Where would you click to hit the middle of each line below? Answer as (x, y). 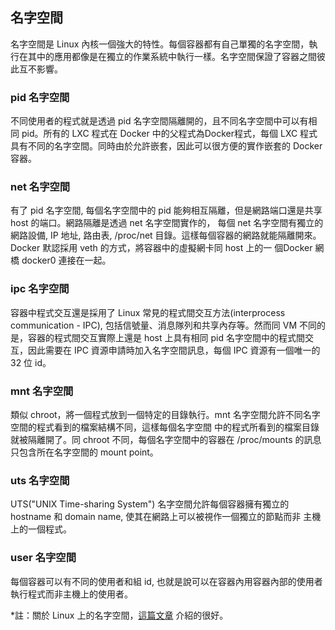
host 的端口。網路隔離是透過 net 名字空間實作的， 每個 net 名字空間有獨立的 (167, 223)
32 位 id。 (31, 362)
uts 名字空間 (40, 480)
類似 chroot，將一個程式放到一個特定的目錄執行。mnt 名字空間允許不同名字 (165, 414)
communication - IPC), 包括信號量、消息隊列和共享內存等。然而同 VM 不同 (163, 325)
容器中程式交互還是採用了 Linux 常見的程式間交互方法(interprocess (148, 312)
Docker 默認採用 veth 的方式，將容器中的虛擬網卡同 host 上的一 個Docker (161, 248)
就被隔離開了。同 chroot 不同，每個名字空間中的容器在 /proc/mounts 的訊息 (166, 439)
